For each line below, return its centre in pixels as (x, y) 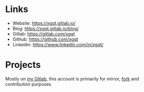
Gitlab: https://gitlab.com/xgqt (44, 34)
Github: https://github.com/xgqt (45, 39)
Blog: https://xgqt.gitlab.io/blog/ (46, 28)
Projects (23, 65)
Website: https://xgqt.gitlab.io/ (44, 23)
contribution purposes (28, 84)
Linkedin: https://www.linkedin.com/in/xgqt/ (58, 44)
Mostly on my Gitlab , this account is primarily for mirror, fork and (72, 78)
